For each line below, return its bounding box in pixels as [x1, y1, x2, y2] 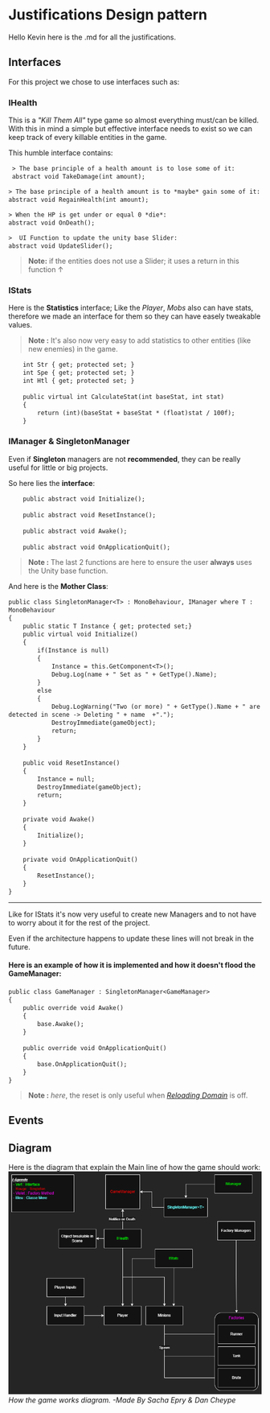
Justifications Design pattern [8, 6, 207, 24]
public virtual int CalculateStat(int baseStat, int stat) [22, 393, 225, 402]
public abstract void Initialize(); [22, 495, 146, 503]
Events [8, 1114, 44, 1127]
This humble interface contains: [8, 148, 113, 158]
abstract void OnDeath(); [8, 219, 95, 227]
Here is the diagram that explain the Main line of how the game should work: [8, 1163, 261, 1172]
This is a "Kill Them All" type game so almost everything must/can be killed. [8, 115, 260, 126]
